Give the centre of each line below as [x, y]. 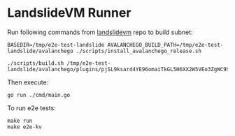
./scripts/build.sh [36, 63]
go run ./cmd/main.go [39, 95]
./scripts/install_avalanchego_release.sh [138, 51]
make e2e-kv [24, 127]
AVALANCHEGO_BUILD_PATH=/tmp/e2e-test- [165, 45]
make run [20, 121]
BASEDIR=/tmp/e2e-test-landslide [56, 45]
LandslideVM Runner [69, 13]
